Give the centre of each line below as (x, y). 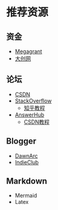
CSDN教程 (36, 122)
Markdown (27, 181)
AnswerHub (30, 115)
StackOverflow (33, 101)
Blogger (22, 142)
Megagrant (28, 51)
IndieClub (27, 162)
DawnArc (26, 156)
